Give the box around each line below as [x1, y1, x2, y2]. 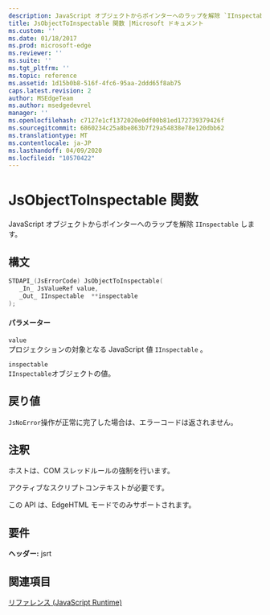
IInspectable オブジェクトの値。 [8, 368, 115, 378]
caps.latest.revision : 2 [8, 86, 92, 95]
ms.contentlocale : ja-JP [8, 138, 92, 147]
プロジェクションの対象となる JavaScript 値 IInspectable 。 [8, 344, 207, 354]
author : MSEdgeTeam [8, 94, 74, 102]
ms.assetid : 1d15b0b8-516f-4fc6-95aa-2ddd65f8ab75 [8, 79, 182, 87]
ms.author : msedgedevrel [8, 101, 92, 109]
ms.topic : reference [8, 72, 78, 80]
